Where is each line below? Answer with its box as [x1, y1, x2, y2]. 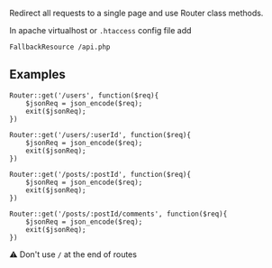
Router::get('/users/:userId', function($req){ [9, 130, 192, 139]
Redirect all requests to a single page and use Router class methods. [9, 8, 264, 18]
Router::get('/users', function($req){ [9, 90, 159, 100]
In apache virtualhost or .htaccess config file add [9, 25, 192, 35]
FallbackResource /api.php [9, 42, 111, 51]
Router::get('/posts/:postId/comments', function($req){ [9, 209, 228, 218]
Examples [9, 67, 66, 82]
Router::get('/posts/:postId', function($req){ [9, 170, 192, 179]
